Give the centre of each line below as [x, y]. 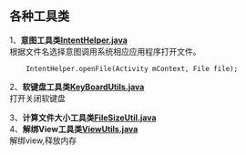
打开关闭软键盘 [37, 98]
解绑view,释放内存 [43, 140]
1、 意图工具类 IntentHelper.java [68, 40]
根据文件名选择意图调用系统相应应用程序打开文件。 [105, 51]
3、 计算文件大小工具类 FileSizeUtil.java [83, 118]
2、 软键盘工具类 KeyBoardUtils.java [77, 87]
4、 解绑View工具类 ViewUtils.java [74, 129]
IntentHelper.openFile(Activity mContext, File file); [132, 68]
